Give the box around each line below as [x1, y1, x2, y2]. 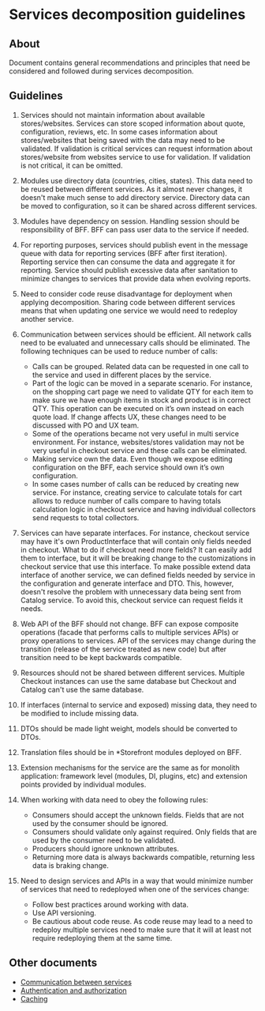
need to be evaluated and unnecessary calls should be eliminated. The [20, 338, 251, 347]
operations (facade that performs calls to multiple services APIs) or [20, 627, 239, 637]
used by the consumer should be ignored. [32, 818, 169, 828]
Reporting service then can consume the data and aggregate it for [20, 257, 236, 266]
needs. [20, 603, 43, 613]
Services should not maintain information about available [20, 110, 206, 119]
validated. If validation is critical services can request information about [20, 144, 253, 153]
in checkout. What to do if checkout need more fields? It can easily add [20, 545, 252, 554]
